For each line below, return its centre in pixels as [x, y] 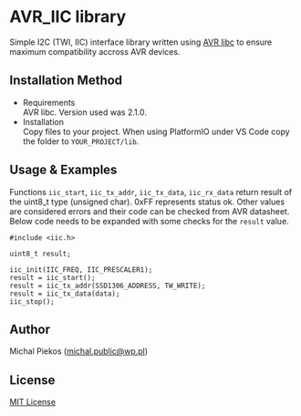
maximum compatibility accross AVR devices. [95, 51]
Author [30, 329]
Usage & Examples [63, 170]
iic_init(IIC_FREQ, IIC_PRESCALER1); [81, 270]
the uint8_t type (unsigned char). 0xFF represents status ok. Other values [147, 202]
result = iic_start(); [52, 277]
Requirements [49, 102]
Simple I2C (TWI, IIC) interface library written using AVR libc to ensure [141, 42]
